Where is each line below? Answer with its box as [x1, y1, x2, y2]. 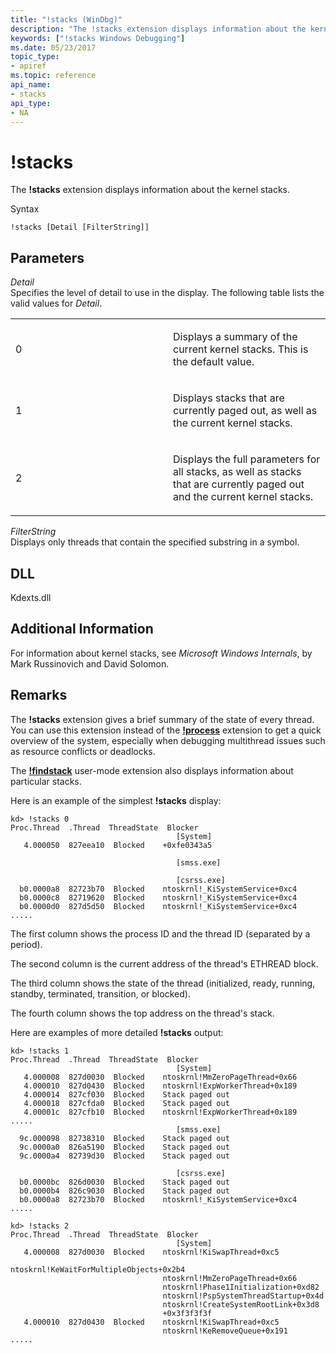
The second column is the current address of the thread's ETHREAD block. [10, 957, 319, 970]
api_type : [10, 98, 52, 108]
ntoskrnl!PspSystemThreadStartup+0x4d [162, 1291, 325, 1301]
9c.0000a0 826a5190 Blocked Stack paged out [19, 1142, 230, 1152]
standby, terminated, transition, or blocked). [10, 987, 191, 1000]
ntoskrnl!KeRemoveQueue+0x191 [162, 1326, 288, 1336]
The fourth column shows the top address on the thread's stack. [10, 1007, 275, 1019]
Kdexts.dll [10, 591, 52, 603]
